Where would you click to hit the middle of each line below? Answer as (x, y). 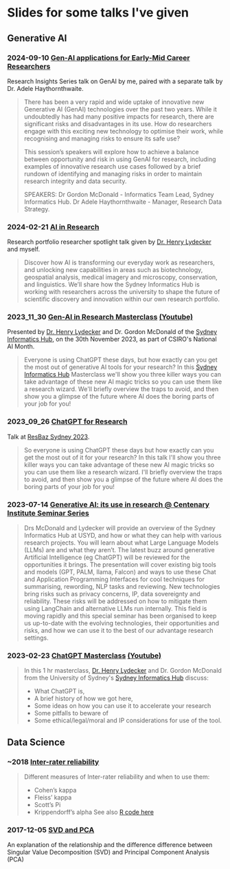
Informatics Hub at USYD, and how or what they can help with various (123, 536)
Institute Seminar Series (48, 513)
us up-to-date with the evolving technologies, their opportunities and (122, 623)
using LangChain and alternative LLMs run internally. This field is (115, 609)
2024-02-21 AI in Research (53, 227)
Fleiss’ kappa (53, 797)
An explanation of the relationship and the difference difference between (110, 845)
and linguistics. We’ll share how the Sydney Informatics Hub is (112, 284)
